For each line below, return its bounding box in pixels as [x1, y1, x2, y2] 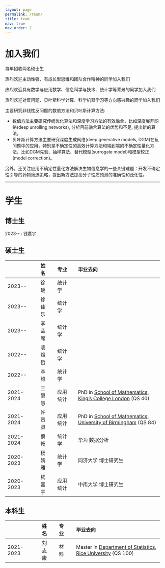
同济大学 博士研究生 [78, 457, 124, 464]
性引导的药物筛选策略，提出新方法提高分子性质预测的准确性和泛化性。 [5, 172, 147, 178]
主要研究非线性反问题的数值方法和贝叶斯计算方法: [5, 108, 106, 114]
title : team [5, 16, 29, 21]
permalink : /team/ [5, 12, 43, 17]
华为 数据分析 [78, 436, 109, 443]
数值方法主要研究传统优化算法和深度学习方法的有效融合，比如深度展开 [12, 118, 155, 124]
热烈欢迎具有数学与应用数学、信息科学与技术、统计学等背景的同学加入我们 [5, 87, 156, 93]
